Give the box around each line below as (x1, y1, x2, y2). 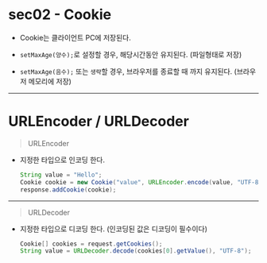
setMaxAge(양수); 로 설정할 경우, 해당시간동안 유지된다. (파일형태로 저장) (19, 49, 242, 59)
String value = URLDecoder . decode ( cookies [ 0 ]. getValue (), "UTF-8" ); (19, 247, 252, 255)
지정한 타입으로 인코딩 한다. (19, 155, 106, 164)
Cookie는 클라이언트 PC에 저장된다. (19, 33, 131, 42)
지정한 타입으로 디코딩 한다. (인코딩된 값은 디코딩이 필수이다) (19, 224, 208, 234)
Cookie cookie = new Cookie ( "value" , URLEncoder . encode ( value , (19, 178, 234, 186)
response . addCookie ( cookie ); (19, 185, 117, 194)
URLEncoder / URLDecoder (8, 113, 189, 130)
